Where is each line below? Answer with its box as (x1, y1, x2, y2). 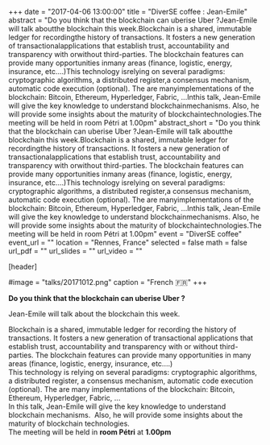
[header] (8, 262, 38, 271)
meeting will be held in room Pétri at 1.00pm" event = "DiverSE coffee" (8, 229, 243, 238)
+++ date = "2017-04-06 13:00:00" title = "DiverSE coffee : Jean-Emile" (8, 7, 248, 16)
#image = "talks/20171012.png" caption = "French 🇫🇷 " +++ (8, 278, 207, 286)
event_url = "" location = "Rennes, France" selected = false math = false (8, 237, 247, 247)
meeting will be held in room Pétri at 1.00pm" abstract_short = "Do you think (8, 118, 260, 127)
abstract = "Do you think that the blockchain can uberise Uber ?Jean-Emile (8, 15, 258, 25)
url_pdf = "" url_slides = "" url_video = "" (8, 246, 143, 256)
